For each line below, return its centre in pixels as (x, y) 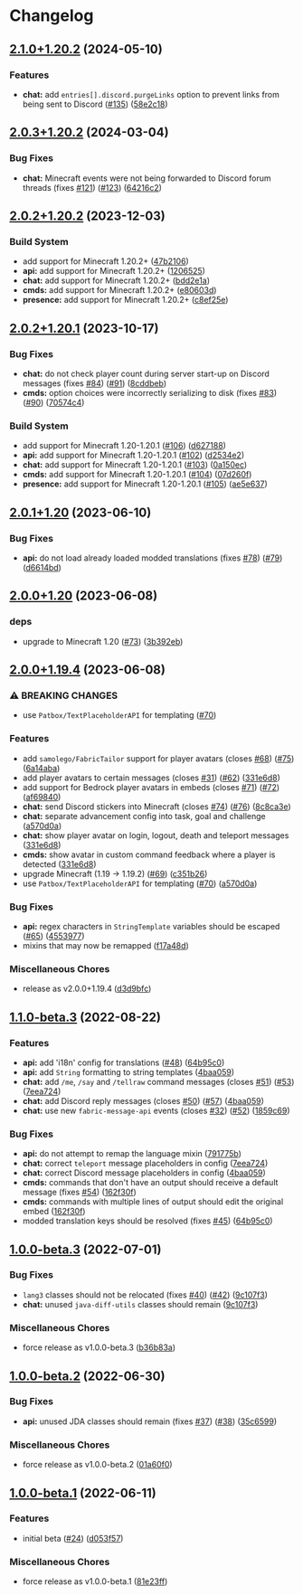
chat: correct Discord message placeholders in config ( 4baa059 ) (144, 1173)
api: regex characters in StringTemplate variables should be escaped (151, 926)
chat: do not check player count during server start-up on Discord (146, 373)
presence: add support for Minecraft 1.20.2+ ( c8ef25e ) (125, 300)
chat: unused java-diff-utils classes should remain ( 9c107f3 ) (140, 1304)
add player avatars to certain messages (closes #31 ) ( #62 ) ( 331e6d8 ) (151, 778)
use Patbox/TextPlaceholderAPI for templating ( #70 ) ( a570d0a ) (140, 883)
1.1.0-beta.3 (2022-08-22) (85, 1017)
